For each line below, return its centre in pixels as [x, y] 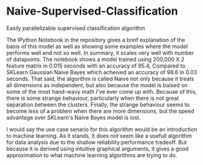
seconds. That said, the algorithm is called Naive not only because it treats [100, 79]
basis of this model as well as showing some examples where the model [97, 46]
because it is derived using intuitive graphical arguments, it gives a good [98, 149]
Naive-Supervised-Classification [92, 11]
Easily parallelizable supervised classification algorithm [76, 28]
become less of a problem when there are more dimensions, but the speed [100, 111]
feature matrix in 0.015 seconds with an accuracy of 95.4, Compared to [96, 66]
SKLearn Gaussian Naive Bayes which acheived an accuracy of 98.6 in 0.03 [102, 72]
